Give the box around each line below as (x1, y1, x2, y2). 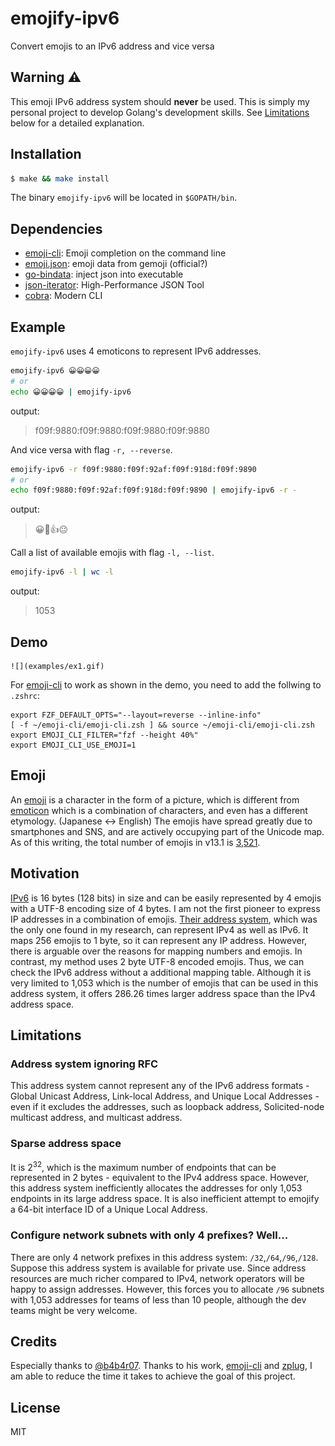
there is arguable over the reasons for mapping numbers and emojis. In (10, 945, 303, 957)
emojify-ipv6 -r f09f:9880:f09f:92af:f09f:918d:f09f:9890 (10, 464, 257, 474)
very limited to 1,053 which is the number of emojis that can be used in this (10, 977, 319, 989)
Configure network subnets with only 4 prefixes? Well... (10, 1228, 289, 1242)
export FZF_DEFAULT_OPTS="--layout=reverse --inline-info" (10, 710, 262, 720)
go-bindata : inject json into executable (24, 268, 184, 281)
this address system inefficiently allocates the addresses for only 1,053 (10, 1182, 303, 1194)
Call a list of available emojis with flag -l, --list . (10, 547, 215, 559)
